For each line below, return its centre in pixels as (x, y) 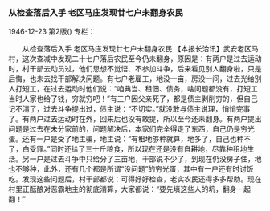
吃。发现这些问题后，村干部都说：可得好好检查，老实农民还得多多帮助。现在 (135, 179)
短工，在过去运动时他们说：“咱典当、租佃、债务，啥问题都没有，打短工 (140, 89)
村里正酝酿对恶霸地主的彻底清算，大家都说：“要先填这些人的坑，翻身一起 (130, 189)
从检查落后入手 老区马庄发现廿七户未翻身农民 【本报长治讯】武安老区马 (140, 49)
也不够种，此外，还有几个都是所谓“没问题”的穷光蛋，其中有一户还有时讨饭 (131, 169)
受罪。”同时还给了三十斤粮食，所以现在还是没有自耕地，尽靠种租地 (138, 149)
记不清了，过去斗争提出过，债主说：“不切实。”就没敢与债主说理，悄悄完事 (129, 109)
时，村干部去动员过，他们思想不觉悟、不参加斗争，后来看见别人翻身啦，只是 (135, 69)
